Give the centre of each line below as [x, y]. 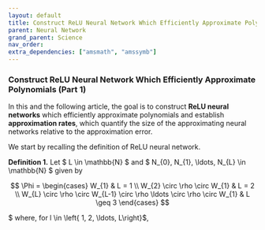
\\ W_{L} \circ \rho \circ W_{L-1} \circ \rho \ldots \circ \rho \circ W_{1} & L [132, 195]
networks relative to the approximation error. [80, 132]
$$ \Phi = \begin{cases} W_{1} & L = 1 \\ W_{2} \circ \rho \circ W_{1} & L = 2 [132, 186]
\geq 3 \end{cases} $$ [132, 202]
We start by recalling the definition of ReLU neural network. [105, 147]
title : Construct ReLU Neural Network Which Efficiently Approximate [125, 23]
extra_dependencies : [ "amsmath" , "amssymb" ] [82, 52]
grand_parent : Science [45, 37]
